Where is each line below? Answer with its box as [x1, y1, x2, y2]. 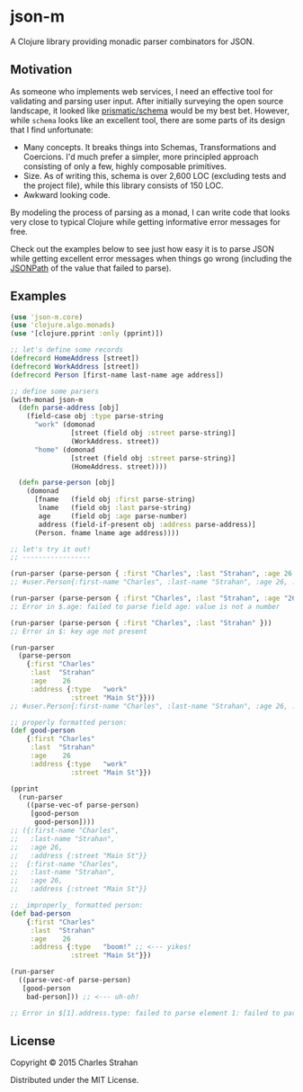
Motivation [10, 62, 73, 77]
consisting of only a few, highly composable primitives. [22, 160, 227, 172]
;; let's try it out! [10, 544, 92, 554]
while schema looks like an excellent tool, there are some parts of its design [10, 114, 286, 125]
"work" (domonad [33, 420, 95, 429]
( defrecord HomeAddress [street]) [10, 354, 140, 363]
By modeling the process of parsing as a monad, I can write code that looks [10, 207, 290, 218]
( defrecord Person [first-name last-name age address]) [10, 371, 224, 380]
